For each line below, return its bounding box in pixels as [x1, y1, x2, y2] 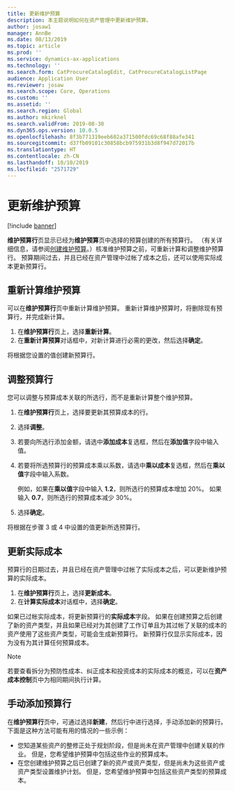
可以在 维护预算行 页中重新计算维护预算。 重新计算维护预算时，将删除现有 [7, 304, 217, 312]
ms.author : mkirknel [7, 114, 68, 121]
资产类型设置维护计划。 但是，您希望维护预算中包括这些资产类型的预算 [17, 767, 221, 776]
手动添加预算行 [7, 698, 72, 709]
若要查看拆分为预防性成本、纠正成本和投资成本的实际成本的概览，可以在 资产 [7, 667, 227, 675]
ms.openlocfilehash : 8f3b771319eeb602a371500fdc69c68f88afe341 [7, 133, 195, 140]
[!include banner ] [7, 221, 57, 230]
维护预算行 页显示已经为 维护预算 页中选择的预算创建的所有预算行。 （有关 [7, 236, 217, 244]
